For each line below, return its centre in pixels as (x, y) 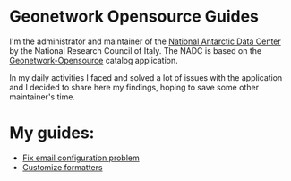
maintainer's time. (43, 97)
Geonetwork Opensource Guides (134, 17)
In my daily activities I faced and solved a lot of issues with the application (146, 77)
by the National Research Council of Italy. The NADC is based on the (136, 50)
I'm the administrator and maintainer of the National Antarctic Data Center (145, 41)
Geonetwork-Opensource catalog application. (94, 60)
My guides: (52, 133)
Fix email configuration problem (81, 158)
